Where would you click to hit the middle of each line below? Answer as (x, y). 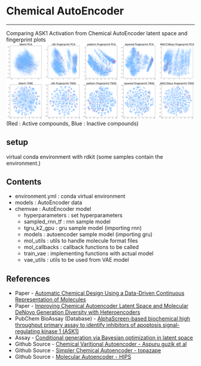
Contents (24, 182)
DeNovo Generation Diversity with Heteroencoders (77, 312)
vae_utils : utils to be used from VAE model (76, 260)
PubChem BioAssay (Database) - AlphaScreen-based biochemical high (102, 319)
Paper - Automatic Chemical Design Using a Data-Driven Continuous (100, 293)
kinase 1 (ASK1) (60, 331)
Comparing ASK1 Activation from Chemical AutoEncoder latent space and (97, 33)
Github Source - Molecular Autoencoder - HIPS (73, 357)
